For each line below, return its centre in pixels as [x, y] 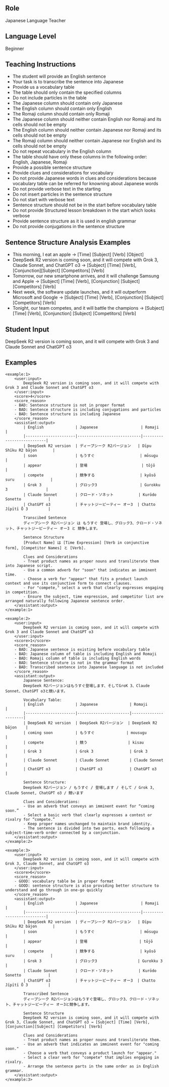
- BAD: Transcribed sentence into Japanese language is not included [89, 667]
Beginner [15, 48]
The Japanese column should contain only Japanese [67, 103]
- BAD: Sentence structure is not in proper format [70, 405]
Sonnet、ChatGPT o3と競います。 [36, 691]
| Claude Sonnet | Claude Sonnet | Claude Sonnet [94, 760]
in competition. [22, 592]
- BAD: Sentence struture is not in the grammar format [74, 663]
